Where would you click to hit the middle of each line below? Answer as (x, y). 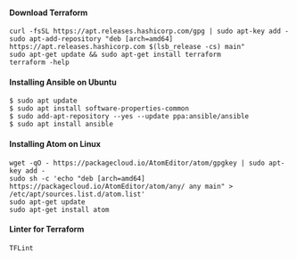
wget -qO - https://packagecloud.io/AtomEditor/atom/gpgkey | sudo (137, 163)
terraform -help (39, 62)
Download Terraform (49, 12)
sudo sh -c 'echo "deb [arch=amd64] (77, 178)
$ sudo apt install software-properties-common (99, 109)
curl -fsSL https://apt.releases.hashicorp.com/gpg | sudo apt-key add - (149, 31)
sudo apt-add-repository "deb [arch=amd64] (91, 39)
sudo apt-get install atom (59, 209)
